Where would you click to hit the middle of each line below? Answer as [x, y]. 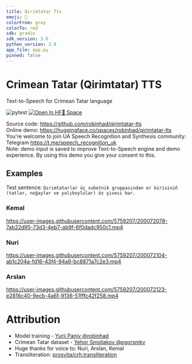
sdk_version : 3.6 [27, 39]
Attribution [33, 320]
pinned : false [24, 55]
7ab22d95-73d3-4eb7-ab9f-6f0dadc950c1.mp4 [65, 227]
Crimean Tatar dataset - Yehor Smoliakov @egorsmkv [80, 342]
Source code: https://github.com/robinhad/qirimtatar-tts [74, 124]
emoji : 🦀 [17, 17]
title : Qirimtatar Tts [34, 11]
